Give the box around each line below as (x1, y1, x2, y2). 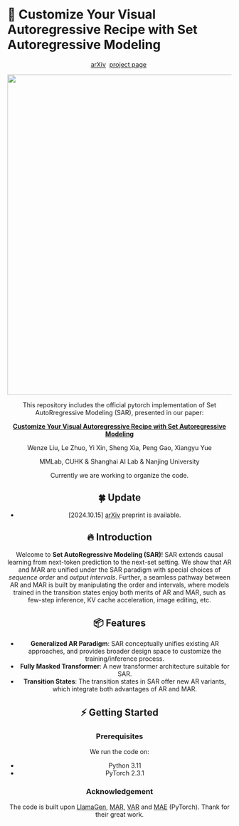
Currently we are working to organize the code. (50, 471, 189, 479)
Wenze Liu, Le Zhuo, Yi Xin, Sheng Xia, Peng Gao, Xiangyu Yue (27, 443, 212, 451)
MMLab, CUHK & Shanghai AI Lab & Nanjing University (39, 457, 200, 466)
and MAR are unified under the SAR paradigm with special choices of (18, 565, 221, 574)
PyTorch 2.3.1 (105, 769, 144, 778)
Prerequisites (95, 731, 144, 741)
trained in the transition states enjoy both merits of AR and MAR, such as (13, 587, 226, 597)
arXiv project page (90, 60, 147, 68)
